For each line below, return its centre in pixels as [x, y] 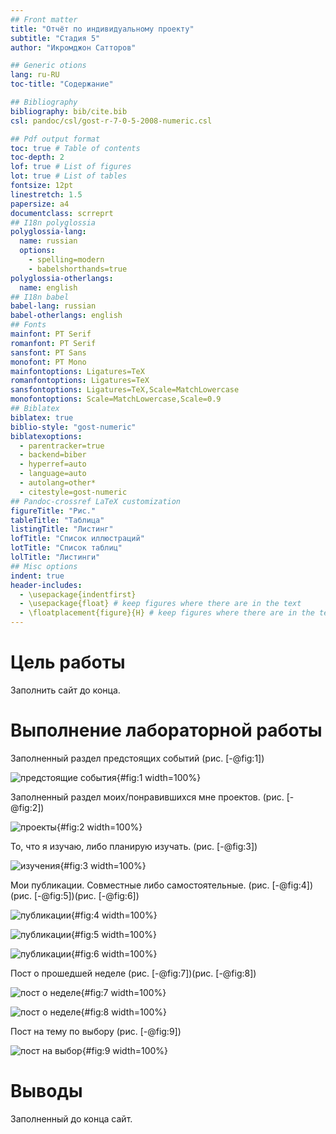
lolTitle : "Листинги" [55, 557]
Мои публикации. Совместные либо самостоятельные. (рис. [140, 885]
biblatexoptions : [46, 436]
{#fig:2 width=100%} [99, 827]
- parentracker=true [62, 446]
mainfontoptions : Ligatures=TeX [77, 371]
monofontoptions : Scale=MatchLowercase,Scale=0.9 [116, 399]
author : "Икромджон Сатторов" [73, 47]
